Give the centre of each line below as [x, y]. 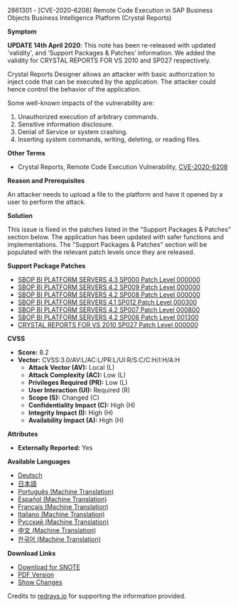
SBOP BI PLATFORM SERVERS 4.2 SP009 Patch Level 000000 [109, 287]
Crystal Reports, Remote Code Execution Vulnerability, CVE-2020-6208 [123, 167]
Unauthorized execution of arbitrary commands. [88, 117]
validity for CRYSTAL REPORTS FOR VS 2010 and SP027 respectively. [109, 60]
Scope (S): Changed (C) [64, 398]
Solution [20, 215]
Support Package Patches [47, 266]
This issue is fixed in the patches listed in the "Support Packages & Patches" [119, 229]
